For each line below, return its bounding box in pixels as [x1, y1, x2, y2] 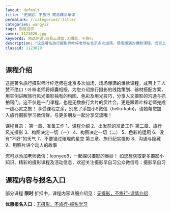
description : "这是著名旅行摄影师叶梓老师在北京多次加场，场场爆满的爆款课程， [5, 41, 155, 46]
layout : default [5, 7, 40, 13]
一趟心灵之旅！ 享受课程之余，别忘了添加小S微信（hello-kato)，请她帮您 [5, 106, 157, 112]
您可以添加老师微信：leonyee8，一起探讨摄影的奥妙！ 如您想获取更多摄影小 [5, 153, 164, 159]
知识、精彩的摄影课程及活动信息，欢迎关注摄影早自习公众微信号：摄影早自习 [5, 159, 166, 166]
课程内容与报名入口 [5, 176, 66, 184]
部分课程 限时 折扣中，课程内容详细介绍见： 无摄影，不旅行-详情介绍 [5, 190, 149, 197]
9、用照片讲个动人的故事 [5, 142, 58, 148]
